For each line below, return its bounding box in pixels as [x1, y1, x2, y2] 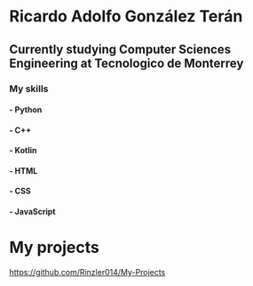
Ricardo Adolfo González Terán [9, 6, 243, 27]
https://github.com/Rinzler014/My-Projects [9, 267, 166, 277]
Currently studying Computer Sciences [9, 42, 232, 57]
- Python [9, 104, 43, 115]
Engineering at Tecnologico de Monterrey [9, 55, 244, 70]
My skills [9, 82, 49, 94]
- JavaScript [9, 207, 56, 217]
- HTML [9, 165, 38, 176]
